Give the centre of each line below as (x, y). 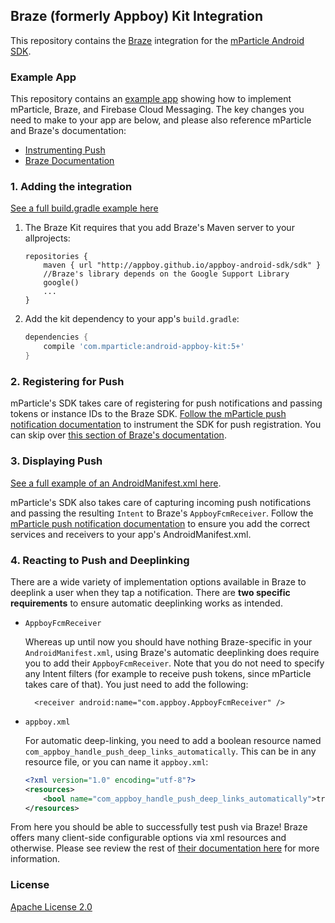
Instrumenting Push (65, 150)
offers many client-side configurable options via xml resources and (148, 838)
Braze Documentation (69, 161)
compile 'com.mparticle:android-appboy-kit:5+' (144, 347)
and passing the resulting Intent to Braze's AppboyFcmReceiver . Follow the (162, 513)
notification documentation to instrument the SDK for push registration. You (166, 425)
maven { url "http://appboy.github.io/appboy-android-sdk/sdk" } (182, 265)
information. (35, 859)
